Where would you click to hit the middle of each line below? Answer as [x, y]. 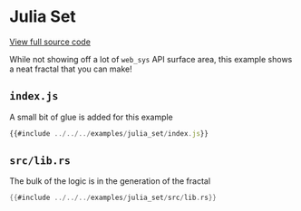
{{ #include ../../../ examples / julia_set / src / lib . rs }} [113, 198]
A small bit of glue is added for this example [92, 117]
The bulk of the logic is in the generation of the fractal [110, 181]
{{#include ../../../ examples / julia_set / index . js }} [109, 133]
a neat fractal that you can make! [71, 69]
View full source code [50, 42]
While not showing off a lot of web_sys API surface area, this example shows [151, 59]
